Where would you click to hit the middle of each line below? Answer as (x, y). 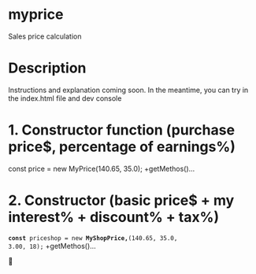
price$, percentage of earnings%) (122, 147)
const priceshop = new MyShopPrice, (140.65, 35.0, (93, 238)
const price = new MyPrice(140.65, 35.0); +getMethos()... (102, 168)
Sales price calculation (45, 36)
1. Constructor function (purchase (121, 130)
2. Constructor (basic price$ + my (121, 200)
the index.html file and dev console (65, 98)
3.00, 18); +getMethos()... (52, 246)
